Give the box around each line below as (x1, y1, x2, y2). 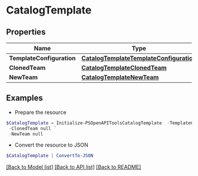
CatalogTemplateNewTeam (81, 73, 159, 81)
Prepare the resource (14, 109, 67, 116)
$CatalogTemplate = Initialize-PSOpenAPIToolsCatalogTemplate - (6, 120, 170, 126)
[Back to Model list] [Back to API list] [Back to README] (6, 164, 141, 171)
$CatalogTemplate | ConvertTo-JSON (6, 153, 94, 159)
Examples (6, 93, 43, 103)
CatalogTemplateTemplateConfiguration (81, 54, 197, 62)
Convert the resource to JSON (14, 141, 88, 148)
